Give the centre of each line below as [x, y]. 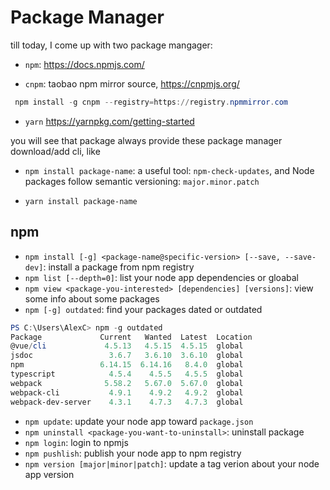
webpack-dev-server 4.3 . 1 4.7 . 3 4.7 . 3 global [127, 402]
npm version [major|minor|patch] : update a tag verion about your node [172, 463]
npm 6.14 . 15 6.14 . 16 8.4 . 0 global [127, 365]
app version [49, 474]
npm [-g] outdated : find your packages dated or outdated [143, 309]
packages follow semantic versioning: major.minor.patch [142, 181]
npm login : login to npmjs [76, 442]
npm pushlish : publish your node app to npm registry [133, 453]
